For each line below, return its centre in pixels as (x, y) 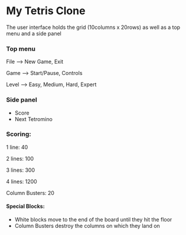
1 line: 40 (17, 147)
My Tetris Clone (46, 11)
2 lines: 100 (20, 158)
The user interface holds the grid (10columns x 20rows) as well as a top (93, 27)
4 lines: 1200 (22, 181)
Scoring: (19, 134)
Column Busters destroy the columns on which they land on (87, 226)
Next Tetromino (34, 119)
